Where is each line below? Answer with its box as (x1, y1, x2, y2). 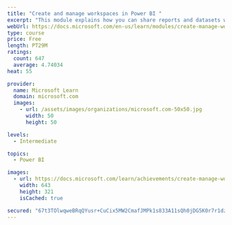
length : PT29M (7, 42, 48, 49)
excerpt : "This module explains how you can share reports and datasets (7, 17, 221, 23)
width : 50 (25, 112, 54, 119)
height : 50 (25, 119, 57, 126)
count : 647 (13, 55, 45, 62)
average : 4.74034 (13, 61, 64, 68)
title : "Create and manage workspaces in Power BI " (7, 10, 162, 17)
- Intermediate (13, 137, 57, 145)
